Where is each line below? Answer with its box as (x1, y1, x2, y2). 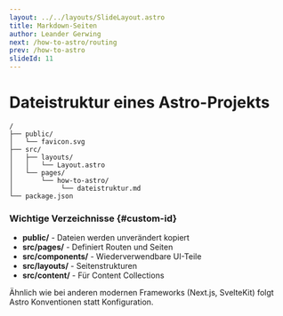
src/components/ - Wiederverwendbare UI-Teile (21, 251, 202, 262)
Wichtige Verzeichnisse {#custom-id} (9, 212, 178, 225)
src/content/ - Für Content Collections (21, 270, 165, 280)
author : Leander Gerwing (9, 29, 101, 38)
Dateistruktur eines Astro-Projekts (9, 92, 270, 113)
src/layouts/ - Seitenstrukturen (21, 261, 138, 272)
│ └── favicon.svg (9, 137, 86, 146)
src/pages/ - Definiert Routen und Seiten (21, 241, 174, 253)
